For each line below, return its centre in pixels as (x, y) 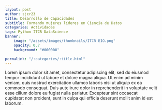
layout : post (18, 9)
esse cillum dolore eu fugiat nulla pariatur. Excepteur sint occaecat (71, 93)
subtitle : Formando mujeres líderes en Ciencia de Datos (64, 23)
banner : (13, 37)
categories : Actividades (30, 27)
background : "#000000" (37, 50)
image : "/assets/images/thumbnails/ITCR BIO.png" (65, 41)
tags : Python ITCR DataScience (37, 32)
